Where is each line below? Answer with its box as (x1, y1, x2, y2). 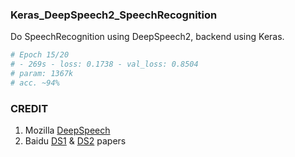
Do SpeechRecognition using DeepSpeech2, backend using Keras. (10, 31, 285, 43)
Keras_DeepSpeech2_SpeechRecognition (10, 8, 218, 22)
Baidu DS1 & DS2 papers (24, 135, 127, 147)
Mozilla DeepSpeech (24, 124, 111, 137)
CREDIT (10, 101, 49, 115)
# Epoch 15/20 (10, 50, 70, 60)
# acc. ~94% (10, 78, 60, 88)
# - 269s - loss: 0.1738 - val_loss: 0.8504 (10, 59, 199, 70)
